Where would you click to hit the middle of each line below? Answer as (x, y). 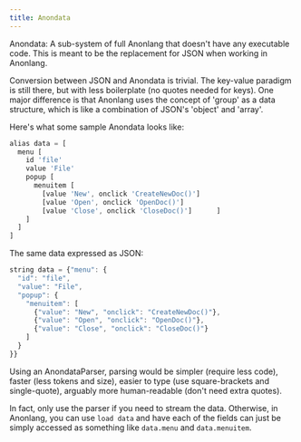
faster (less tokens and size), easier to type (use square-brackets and (140, 380)
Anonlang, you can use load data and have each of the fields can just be (145, 418)
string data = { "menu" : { (58, 270)
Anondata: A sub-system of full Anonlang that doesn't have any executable (150, 43)
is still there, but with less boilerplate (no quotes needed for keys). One (141, 90)
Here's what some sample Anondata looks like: (97, 127)
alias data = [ (38, 143)
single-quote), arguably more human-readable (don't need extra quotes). (146, 390)
